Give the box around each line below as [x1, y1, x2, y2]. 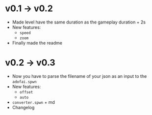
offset [19, 90, 33, 94]
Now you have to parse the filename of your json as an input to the [12, 73, 147, 79]
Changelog [12, 104, 35, 110]
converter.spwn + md [12, 99, 55, 105]
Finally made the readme [12, 40, 63, 46]
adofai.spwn [12, 79, 37, 84]
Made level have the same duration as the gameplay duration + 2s [12, 19, 146, 25]
